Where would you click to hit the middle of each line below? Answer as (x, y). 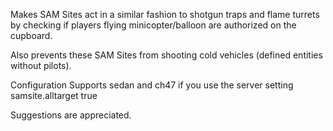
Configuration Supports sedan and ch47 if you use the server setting (152, 85)
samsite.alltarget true (54, 95)
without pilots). (41, 65)
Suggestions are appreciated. (71, 115)
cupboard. (31, 35)
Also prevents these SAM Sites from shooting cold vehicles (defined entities (166, 55)
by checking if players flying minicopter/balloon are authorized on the (153, 25)
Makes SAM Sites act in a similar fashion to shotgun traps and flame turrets (165, 14)
